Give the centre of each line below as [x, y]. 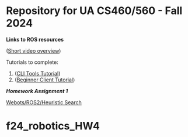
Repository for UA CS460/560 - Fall [94, 11]
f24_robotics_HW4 [53, 126]
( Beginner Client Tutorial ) [45, 80]
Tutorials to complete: [32, 62]
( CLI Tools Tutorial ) [37, 73]
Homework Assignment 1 [37, 91]
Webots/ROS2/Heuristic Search [44, 102]
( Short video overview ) [34, 50]
